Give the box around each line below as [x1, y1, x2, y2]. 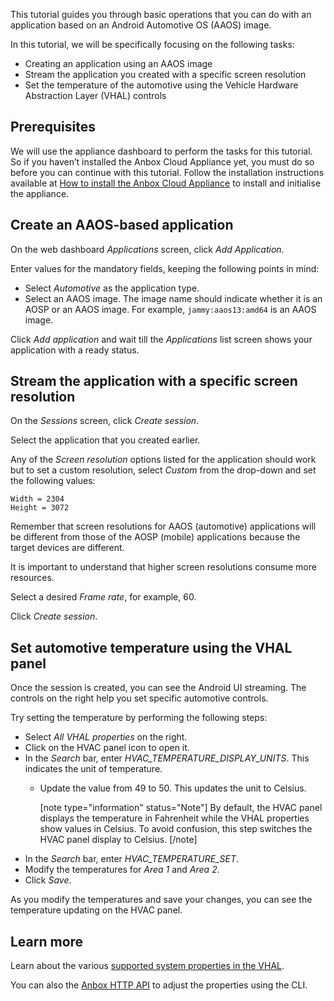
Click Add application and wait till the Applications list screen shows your [10, 333, 313, 345]
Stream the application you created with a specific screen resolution [24, 69, 307, 80]
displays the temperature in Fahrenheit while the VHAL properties [39, 812, 310, 824]
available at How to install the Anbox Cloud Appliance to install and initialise [10, 177, 322, 189]
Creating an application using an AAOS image [24, 58, 213, 69]
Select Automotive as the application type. [24, 282, 200, 294]
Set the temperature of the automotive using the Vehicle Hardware [24, 79, 299, 91]
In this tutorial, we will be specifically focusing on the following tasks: [10, 39, 295, 50]
